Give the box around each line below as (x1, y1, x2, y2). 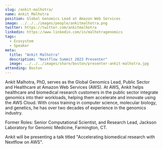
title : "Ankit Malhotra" (9, 52, 60, 57)
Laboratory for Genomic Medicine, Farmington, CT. (5, 125, 108, 130)
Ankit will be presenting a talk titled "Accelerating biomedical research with (5, 134, 155, 140)
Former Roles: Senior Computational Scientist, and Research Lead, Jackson (5, 119, 157, 125)
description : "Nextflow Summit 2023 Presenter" (9, 57, 108, 62)
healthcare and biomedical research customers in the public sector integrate (5, 89, 159, 95)
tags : (5, 34, 16, 39)
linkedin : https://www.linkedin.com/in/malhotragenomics (5, 30, 123, 34)
